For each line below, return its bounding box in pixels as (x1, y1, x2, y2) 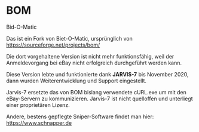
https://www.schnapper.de (6, 119, 72, 126)
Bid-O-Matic (6, 23, 37, 30)
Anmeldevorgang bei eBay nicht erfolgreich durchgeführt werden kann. (6, 59, 182, 66)
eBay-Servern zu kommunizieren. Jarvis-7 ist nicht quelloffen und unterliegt (6, 95, 193, 102)
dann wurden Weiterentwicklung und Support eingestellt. (6, 77, 147, 84)
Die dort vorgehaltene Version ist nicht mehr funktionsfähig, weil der (6, 53, 174, 60)
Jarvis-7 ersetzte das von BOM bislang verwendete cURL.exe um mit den (6, 88, 186, 96)
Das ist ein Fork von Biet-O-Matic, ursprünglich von (6, 35, 133, 42)
